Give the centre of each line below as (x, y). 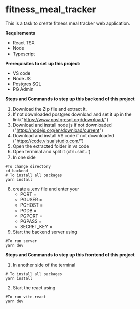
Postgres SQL (27, 84)
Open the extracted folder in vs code (51, 146)
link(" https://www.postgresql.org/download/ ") (60, 119)
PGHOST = (32, 205)
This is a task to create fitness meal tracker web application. (68, 23)
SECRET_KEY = (36, 226)
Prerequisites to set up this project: (43, 63)
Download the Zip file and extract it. (50, 109)
